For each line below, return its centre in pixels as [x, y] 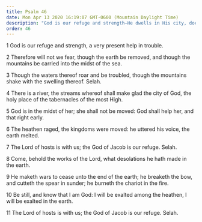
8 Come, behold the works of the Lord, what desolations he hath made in [96, 159]
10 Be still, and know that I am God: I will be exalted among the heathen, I [97, 195]
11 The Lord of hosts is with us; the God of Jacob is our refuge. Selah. [92, 213]
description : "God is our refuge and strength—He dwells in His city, [96, 23]
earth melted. [23, 136]
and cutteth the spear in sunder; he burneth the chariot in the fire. [88, 183]
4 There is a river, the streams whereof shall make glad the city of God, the [99, 93]
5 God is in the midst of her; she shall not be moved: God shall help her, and [100, 111]
